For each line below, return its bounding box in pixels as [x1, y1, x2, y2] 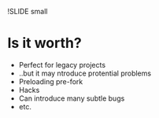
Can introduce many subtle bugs [18, 94, 125, 103]
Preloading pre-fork [18, 76, 83, 86]
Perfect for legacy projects [18, 60, 106, 69]
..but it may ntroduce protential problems [18, 68, 151, 78]
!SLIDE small [7, 7, 48, 16]
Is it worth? [7, 35, 82, 52]
